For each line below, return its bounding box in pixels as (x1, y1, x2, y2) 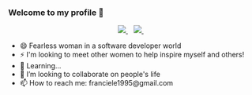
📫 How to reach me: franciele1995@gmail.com (19, 79, 174, 88)
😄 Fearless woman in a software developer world (19, 41, 182, 50)
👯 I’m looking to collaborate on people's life (19, 70, 160, 79)
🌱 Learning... (19, 61, 62, 71)
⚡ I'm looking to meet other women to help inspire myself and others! (19, 50, 245, 60)
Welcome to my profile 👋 (8, 7, 104, 18)
